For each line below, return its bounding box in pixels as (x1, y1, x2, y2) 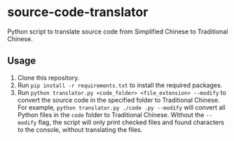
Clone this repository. (17, 73, 80, 82)
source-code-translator (7, 4, 149, 20)
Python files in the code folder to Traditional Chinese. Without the (17, 110, 205, 119)
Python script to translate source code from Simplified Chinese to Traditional (7, 27, 228, 36)
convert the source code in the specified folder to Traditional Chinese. (17, 96, 220, 104)
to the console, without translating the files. (17, 125, 143, 133)
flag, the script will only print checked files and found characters (38, 118, 224, 126)
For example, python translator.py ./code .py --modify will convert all (17, 103, 226, 112)
